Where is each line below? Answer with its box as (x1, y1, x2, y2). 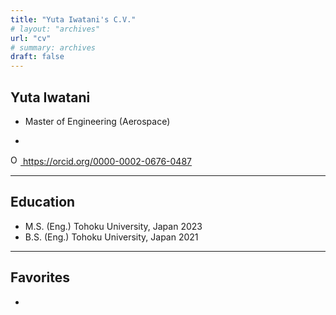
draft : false (10, 52, 65, 62)
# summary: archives (10, 42, 97, 53)
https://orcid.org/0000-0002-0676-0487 (22, 155, 192, 167)
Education (10, 194, 76, 211)
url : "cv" (10, 33, 52, 43)
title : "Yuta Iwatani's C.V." (10, 14, 137, 25)
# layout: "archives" (10, 24, 101, 34)
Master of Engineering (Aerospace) (24, 115, 171, 127)
